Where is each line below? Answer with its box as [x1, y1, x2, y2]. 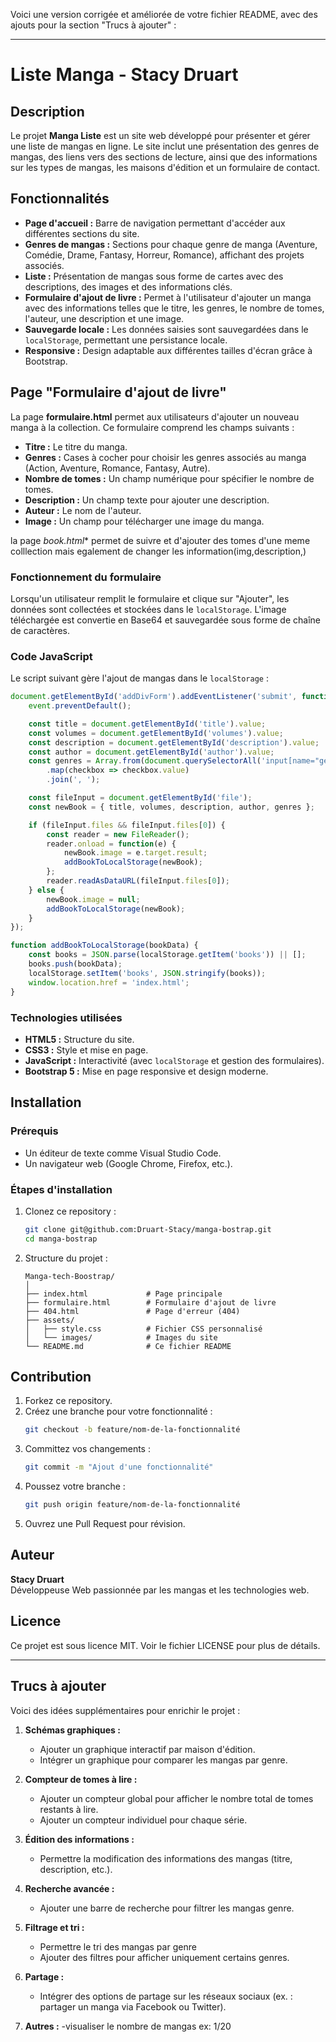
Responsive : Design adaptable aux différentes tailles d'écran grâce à [24, 344, 313, 356]
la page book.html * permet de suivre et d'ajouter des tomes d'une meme [10, 534, 311, 546]
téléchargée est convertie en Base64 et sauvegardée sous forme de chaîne [10, 614, 321, 626]
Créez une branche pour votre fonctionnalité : [24, 1405, 213, 1418]
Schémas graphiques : [24, 1724, 121, 1736]
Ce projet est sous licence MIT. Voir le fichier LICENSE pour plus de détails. [10, 1639, 321, 1651]
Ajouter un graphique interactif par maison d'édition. [39, 1743, 256, 1755]
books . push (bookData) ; [28, 959, 123, 969]
